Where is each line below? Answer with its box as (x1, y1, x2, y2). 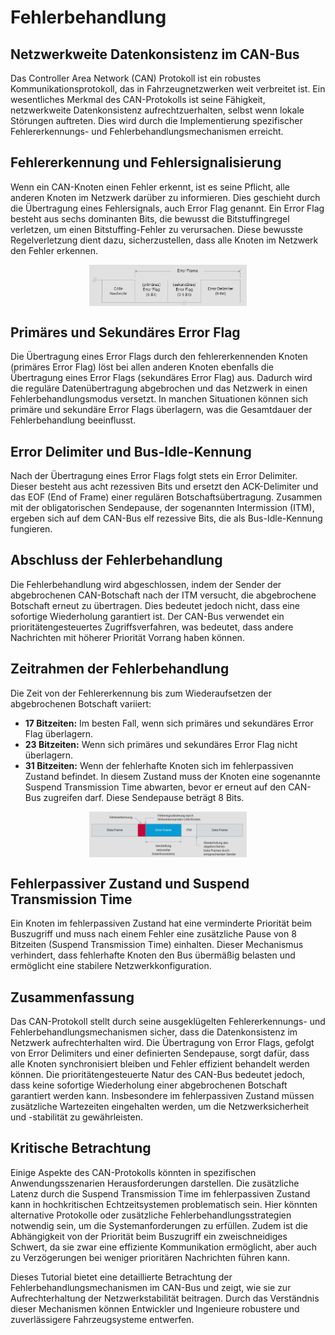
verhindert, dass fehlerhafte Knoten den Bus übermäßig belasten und (10, 949, 296, 961)
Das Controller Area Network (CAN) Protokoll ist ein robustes (10, 72, 262, 84)
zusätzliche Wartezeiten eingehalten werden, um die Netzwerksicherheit (10, 1101, 310, 1113)
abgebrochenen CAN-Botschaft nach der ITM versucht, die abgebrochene (10, 589, 317, 601)
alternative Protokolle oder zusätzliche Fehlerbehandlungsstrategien (10, 1209, 292, 1221)
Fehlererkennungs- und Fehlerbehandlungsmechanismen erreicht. (10, 126, 284, 137)
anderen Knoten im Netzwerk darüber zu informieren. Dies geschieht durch (10, 191, 321, 203)
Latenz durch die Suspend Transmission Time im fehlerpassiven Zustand (10, 1187, 311, 1200)
